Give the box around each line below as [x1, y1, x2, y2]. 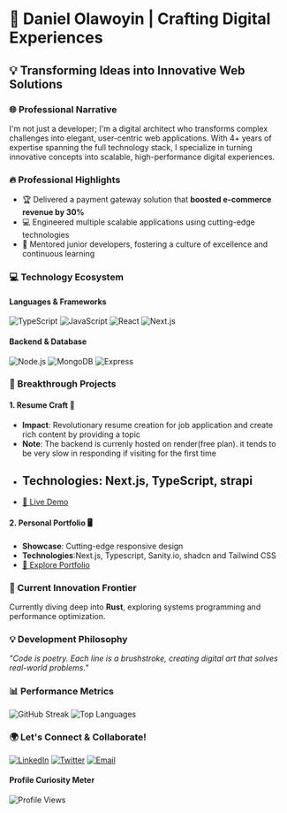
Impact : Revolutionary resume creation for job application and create [21, 419, 274, 430]
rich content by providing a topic [21, 429, 141, 440]
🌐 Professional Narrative [9, 103, 117, 115]
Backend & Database [9, 336, 87, 347]
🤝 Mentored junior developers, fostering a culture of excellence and [21, 239, 268, 249]
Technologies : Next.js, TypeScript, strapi [21, 473, 253, 488]
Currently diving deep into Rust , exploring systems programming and [9, 602, 261, 612]
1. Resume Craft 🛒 [9, 400, 75, 410]
